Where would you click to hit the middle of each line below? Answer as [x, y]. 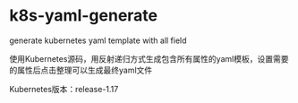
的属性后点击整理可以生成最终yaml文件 [81, 70]
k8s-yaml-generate [84, 16]
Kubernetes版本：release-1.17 [64, 89]
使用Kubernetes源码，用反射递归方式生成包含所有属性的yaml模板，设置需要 [149, 58]
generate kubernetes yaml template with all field [98, 40]
